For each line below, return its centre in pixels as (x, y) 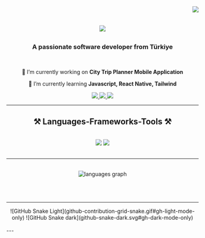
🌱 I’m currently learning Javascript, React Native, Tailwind (103, 84)
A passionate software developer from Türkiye (103, 47)
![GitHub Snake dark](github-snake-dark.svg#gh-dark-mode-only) (110, 218)
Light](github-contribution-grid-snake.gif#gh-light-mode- (122, 211)
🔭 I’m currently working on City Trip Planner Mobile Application (103, 72)
